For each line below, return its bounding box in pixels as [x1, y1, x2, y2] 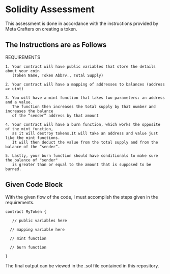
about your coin [5, 68, 40, 73]
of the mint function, [5, 126, 53, 131]
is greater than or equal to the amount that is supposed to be [12, 162, 152, 167]
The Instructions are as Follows [5, 41, 107, 49]
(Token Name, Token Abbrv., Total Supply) [12, 73, 103, 78]
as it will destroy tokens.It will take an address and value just [12, 131, 158, 136]
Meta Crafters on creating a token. [5, 25, 77, 32]
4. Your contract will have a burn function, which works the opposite [5, 122, 160, 127]
